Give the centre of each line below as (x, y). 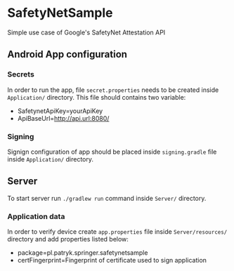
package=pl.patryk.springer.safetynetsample (83, 253)
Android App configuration (67, 54)
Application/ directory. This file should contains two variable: (97, 97)
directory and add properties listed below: (68, 239)
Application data (36, 216)
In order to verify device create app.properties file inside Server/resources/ (117, 232)
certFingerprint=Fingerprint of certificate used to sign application (112, 260)
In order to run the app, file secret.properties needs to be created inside (113, 90)
